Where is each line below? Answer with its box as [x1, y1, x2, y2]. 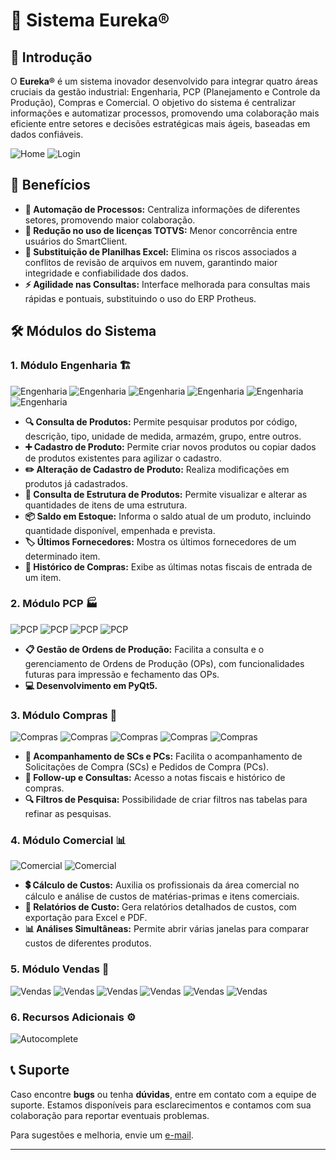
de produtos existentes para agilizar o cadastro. [24, 452, 222, 464]
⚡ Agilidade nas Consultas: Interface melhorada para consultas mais [24, 278, 311, 290]
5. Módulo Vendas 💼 [10, 962, 110, 976]
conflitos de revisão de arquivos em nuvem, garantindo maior [24, 256, 278, 268]
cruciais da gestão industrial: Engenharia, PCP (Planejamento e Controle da [10, 86, 321, 98]
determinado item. [24, 550, 101, 562]
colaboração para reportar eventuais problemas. [10, 1109, 210, 1121]
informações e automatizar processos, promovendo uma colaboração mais [10, 107, 320, 119]
